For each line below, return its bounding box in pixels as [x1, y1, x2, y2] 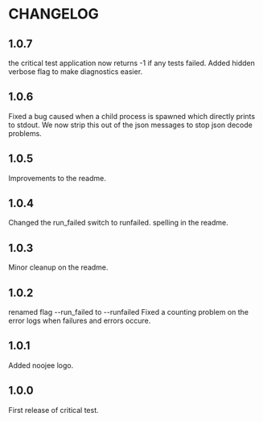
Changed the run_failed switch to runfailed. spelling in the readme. [8, 218, 229, 228]
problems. [8, 128, 42, 138]
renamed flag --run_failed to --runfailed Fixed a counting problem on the [8, 307, 249, 317]
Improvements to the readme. [8, 173, 106, 183]
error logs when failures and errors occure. [8, 316, 151, 326]
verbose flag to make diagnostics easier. [8, 67, 143, 76]
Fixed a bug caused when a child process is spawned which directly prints [8, 111, 256, 121]
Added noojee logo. [8, 360, 74, 370]
